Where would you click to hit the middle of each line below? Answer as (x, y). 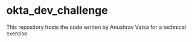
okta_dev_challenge (57, 10)
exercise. (18, 33)
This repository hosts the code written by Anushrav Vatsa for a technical (96, 27)
